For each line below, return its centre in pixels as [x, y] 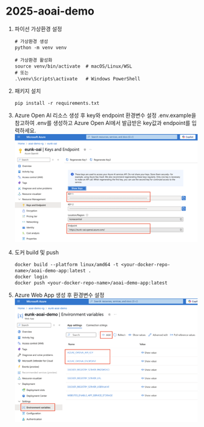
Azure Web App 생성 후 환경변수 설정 [59, 295]
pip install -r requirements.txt [57, 103]
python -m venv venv [40, 48]
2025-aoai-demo [50, 11]
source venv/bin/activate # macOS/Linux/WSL [73, 66]
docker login [31, 277]
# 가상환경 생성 [31, 41]
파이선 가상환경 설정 [38, 29]
